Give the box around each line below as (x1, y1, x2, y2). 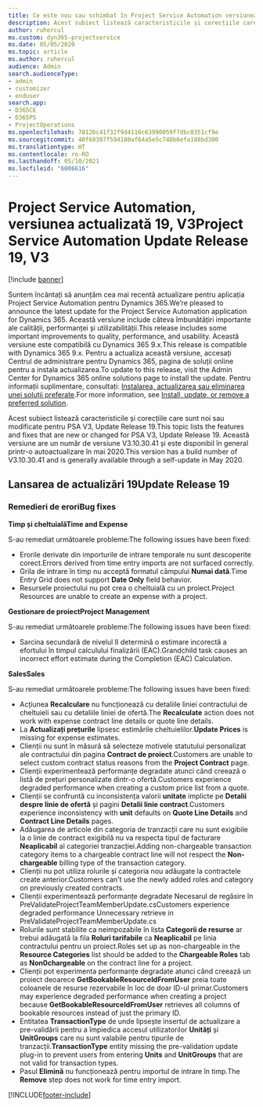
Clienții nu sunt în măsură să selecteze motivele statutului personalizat (19, 741, 247, 751)
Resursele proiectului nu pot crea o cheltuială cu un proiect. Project (19, 583, 235, 593)
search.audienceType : (8, 70, 79, 78)
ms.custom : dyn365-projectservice (8, 33, 121, 42)
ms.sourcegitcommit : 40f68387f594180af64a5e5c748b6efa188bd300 (8, 135, 219, 144)
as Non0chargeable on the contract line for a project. (19, 958, 193, 967)
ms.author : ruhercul (8, 56, 76, 64)
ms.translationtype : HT (8, 143, 86, 151)
